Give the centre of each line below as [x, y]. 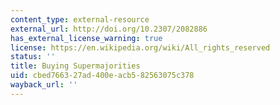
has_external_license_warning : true [86, 38]
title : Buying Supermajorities [75, 66]
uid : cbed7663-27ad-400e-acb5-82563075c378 [102, 76]
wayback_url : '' [44, 85]
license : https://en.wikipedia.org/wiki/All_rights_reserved [140, 47]
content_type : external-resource [80, 19]
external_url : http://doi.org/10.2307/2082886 [109, 29]
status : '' [33, 57]
